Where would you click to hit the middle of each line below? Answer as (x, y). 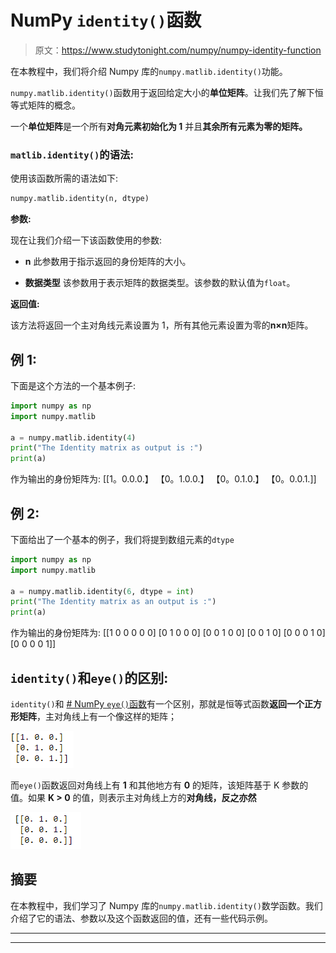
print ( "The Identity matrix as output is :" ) (106, 448)
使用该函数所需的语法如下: (64, 178)
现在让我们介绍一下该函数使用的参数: (86, 240)
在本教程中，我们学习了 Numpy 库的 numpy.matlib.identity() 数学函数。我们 (166, 905)
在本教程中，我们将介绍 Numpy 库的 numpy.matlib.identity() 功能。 (149, 71)
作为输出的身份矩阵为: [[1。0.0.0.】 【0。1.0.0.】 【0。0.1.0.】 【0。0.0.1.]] (163, 479)
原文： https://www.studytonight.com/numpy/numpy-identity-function (178, 50)
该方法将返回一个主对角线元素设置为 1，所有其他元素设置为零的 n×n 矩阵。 (162, 325)
